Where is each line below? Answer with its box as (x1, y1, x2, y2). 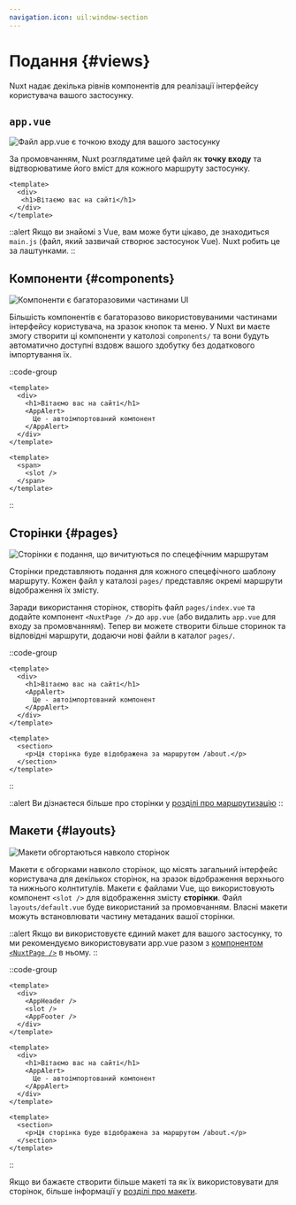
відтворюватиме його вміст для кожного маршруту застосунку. (9, 163, 250, 173)
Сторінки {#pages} (9, 526, 119, 541)
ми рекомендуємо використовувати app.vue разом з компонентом (9, 937, 263, 948)
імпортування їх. (9, 349, 72, 360)
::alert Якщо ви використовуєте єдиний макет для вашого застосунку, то (9, 928, 283, 939)
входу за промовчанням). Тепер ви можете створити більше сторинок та (9, 621, 286, 631)
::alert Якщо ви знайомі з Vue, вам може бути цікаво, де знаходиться (9, 226, 269, 237)
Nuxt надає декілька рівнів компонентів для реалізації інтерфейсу (9, 81, 259, 91)
